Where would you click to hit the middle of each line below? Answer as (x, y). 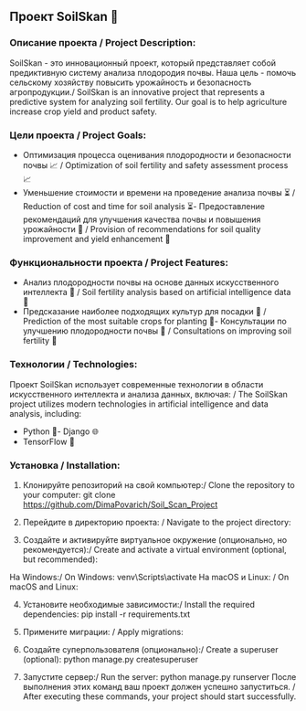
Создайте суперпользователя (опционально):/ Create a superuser (150, 649)
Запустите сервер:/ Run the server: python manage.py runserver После (159, 676)
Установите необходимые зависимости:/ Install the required (139, 604)
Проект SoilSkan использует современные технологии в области (137, 384)
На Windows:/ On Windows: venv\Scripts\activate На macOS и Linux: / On (149, 577)
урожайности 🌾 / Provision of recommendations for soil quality (142, 228)
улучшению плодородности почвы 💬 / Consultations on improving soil (157, 331)
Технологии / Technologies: (74, 365)
